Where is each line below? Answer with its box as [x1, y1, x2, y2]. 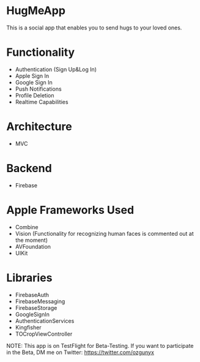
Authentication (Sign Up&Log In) [15, 66, 97, 73]
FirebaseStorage [15, 304, 57, 311]
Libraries [6, 271, 53, 285]
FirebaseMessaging [15, 298, 65, 305]
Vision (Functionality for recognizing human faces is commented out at [15, 230, 194, 237]
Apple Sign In [15, 72, 50, 80]
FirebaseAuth [15, 291, 50, 298]
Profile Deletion [15, 91, 54, 99]
